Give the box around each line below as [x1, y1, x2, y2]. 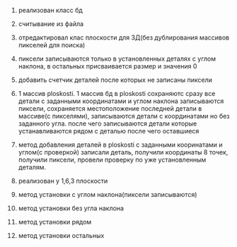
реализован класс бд [18, 6, 83, 14]
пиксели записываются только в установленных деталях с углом [18, 54, 216, 63]
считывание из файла [18, 20, 84, 28]
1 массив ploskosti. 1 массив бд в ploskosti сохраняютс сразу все [18, 90, 216, 97]
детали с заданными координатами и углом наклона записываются [18, 97, 224, 105]
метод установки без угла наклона [18, 204, 125, 212]
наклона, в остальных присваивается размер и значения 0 [18, 62, 197, 70]
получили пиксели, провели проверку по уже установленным [18, 155, 207, 164]
